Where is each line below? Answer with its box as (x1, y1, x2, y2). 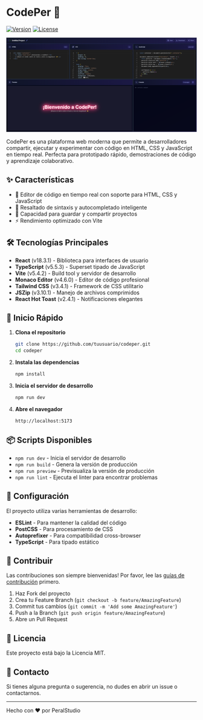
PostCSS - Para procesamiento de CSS (14, 525, 114, 532)
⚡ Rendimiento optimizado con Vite (14, 217, 103, 224)
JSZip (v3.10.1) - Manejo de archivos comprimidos (14, 289, 140, 296)
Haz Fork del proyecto (14, 590, 71, 597)
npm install (14, 371, 45, 377)
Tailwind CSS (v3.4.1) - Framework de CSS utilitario (14, 282, 144, 289)
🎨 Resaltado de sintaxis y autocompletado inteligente (14, 203, 147, 211)
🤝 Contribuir (6, 555, 53, 566)
